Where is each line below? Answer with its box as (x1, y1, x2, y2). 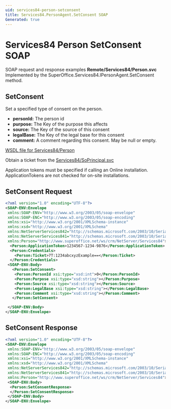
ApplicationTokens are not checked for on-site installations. (5, 172, 130, 178)
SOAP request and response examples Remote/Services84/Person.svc (5, 67, 157, 73)
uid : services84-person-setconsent (5, 7, 81, 13)
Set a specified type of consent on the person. (5, 106, 103, 112)
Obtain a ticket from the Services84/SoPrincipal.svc (5, 157, 114, 163)
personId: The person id (12, 116, 65, 122)
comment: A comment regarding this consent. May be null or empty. (12, 137, 157, 143)
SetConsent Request (5, 187, 72, 196)
